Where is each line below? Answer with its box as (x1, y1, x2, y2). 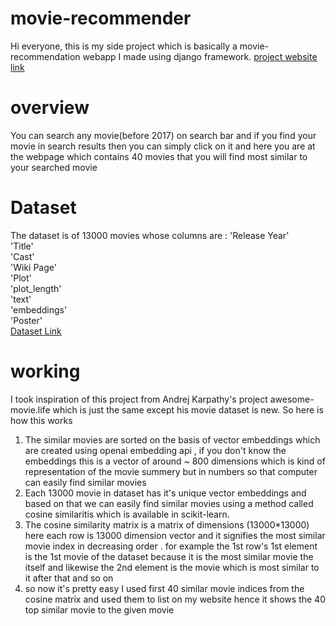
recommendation (10, 50, 81, 62)
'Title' (10, 240, 34, 252)
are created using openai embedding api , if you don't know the (24, 444, 287, 456)
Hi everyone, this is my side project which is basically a (10, 40, 238, 52)
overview (10, 97, 90, 119)
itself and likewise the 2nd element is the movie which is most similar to (24, 561, 320, 573)
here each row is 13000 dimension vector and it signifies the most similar (24, 529, 326, 541)
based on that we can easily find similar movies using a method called (24, 497, 314, 509)
